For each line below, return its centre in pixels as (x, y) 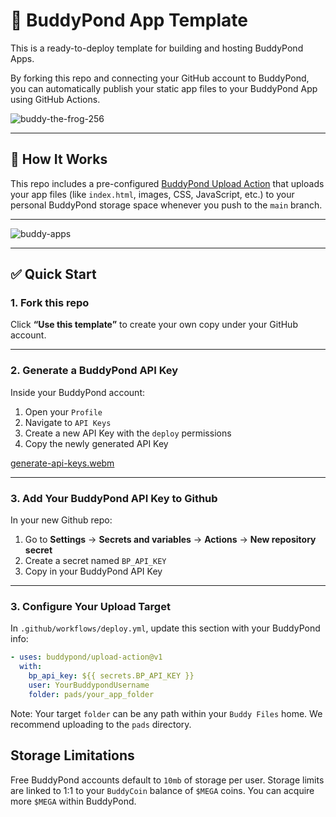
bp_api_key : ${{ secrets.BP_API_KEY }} (111, 676)
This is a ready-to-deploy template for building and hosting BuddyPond (157, 48)
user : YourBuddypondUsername (89, 685)
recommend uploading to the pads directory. (101, 724)
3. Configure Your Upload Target (90, 606)
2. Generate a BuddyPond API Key (94, 371)
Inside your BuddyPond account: (78, 392)
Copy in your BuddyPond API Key (93, 571)
